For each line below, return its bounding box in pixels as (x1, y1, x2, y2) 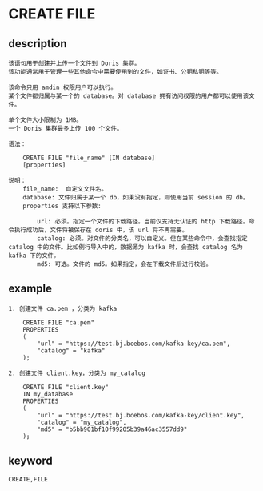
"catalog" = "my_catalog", (37, 418, 127, 426)
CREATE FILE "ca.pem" (22, 318, 94, 327)
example (8, 282, 53, 296)
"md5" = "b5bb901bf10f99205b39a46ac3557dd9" (37, 425, 188, 433)
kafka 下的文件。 (8, 252, 60, 260)
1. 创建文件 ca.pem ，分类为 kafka (8, 304, 118, 312)
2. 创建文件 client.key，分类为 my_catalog (8, 369, 146, 377)
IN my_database (22, 390, 74, 398)
